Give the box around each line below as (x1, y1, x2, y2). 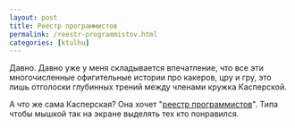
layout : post (9, 13, 58, 22)
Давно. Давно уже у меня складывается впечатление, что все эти (9, 63, 264, 73)
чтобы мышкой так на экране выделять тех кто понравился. (9, 108, 240, 119)
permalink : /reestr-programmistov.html (9, 30, 158, 38)
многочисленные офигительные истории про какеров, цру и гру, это (9, 73, 272, 83)
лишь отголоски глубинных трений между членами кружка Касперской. (9, 81, 288, 92)
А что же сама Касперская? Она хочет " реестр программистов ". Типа (9, 99, 279, 110)
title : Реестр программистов (9, 21, 118, 30)
